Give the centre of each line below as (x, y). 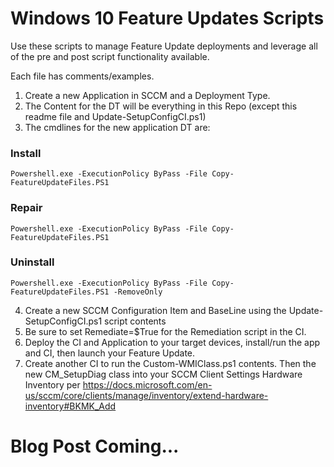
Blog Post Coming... (95, 446)
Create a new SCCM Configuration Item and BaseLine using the (155, 310)
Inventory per (52, 384)
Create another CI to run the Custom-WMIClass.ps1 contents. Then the (170, 363)
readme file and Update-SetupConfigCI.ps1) (115, 116)
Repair (26, 208)
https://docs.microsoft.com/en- (147, 384)
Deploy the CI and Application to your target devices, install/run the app (172, 342)
